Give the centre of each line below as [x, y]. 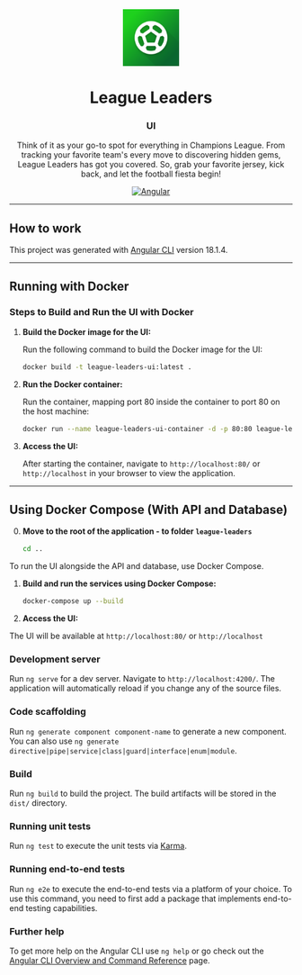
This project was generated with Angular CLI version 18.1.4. [119, 250]
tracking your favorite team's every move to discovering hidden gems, [151, 155]
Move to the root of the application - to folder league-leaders [137, 531]
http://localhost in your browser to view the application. [129, 473]
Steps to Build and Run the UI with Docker [102, 312]
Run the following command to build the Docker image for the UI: [142, 349]
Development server [55, 659]
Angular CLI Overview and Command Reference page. [110, 960]
